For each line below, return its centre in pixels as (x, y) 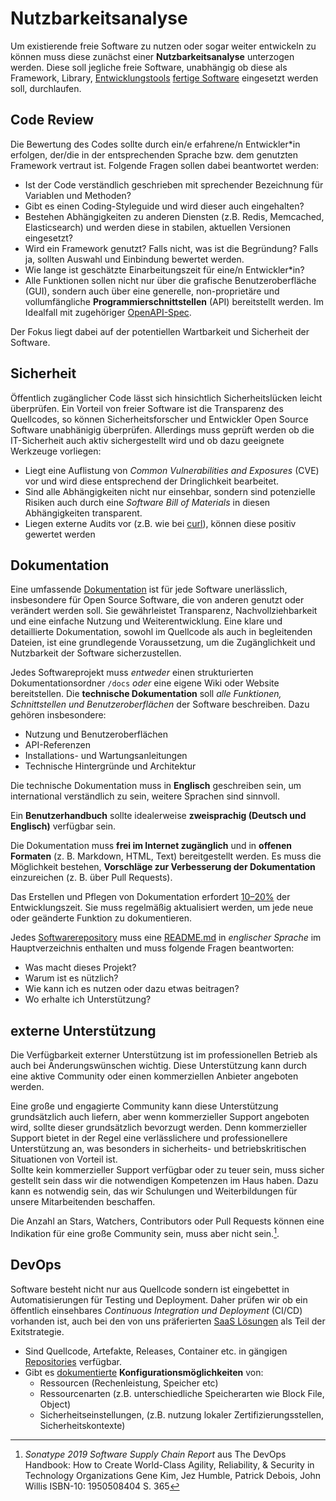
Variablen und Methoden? (78, 195)
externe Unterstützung (83, 1030)
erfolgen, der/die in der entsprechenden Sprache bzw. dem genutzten (154, 154)
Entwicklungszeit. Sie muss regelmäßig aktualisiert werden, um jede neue (162, 908)
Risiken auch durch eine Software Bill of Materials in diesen (147, 502)
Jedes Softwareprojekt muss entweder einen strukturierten (132, 673)
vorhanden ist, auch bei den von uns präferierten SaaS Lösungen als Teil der (168, 1321)
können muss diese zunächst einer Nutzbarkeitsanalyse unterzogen (152, 56)
